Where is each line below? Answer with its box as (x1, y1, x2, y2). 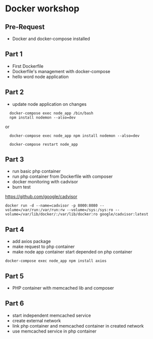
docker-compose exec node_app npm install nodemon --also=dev (9, 133, 140, 138)
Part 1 (5, 50, 23, 58)
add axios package (12, 238, 51, 245)
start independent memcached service (12, 312, 91, 318)
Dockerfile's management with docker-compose (12, 68, 111, 74)
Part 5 (5, 272, 24, 280)
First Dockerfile (12, 63, 44, 69)
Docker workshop (5, 3, 80, 14)
